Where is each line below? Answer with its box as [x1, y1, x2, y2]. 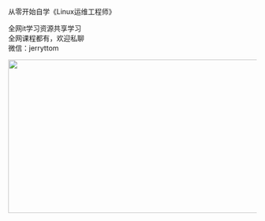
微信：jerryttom [8, 43, 59, 53]
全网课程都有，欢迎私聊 [8, 34, 84, 43]
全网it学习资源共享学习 [8, 24, 81, 33]
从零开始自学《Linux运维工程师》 [8, 7, 116, 16]
